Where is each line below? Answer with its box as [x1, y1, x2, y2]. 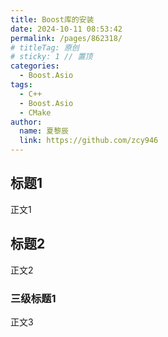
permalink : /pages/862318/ [10, 33, 123, 43]
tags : [10, 80, 33, 90]
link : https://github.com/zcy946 [19, 136, 159, 146]
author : [10, 117, 43, 127]
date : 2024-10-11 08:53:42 [10, 24, 123, 34]
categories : [10, 61, 60, 71]
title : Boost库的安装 [10, 14, 95, 25]
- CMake [19, 107, 52, 118]
